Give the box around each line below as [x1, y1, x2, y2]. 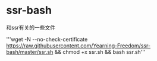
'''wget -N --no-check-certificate [6, 36, 88, 43]
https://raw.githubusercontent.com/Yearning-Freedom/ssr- [6, 42, 150, 49]
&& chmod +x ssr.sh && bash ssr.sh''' [54, 48, 146, 55]
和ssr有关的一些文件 [6, 24, 56, 31]
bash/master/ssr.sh [6, 48, 54, 55]
